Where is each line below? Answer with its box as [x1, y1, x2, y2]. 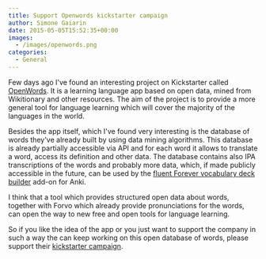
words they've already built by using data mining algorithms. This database [8, 135, 253, 144]
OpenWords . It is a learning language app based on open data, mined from [8, 86, 252, 95]
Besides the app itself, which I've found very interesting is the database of [8, 126, 250, 135]
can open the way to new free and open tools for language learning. [8, 209, 230, 219]
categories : [8, 48, 47, 56]
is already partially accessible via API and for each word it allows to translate [8, 143, 258, 153]
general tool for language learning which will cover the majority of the [8, 102, 235, 112]
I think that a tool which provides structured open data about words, [8, 192, 230, 202]
